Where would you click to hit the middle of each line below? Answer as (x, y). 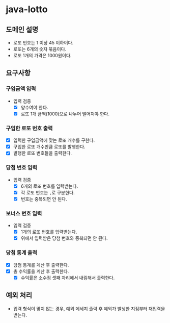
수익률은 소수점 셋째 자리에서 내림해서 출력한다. (68, 278)
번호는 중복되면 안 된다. (44, 199)
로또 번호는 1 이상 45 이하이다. (43, 43)
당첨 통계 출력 (22, 253)
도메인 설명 (22, 29)
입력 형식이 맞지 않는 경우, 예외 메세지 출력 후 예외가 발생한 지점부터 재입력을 (89, 308)
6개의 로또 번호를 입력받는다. (49, 186)
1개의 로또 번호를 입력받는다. (49, 232)
